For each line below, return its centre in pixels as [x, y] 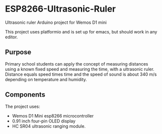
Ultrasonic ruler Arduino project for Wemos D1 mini [56, 22]
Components [25, 95]
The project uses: [23, 106]
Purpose [18, 52]
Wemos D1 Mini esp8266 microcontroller [53, 116]
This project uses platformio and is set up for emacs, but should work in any [81, 32]
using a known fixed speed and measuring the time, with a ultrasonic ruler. [80, 69]
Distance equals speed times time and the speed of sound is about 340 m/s [81, 74]
